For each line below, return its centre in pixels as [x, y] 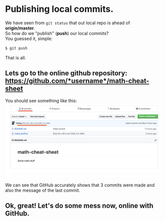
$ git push [16, 48]
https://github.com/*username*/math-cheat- [77, 81]
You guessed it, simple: [29, 39]
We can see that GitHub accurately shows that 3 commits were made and [80, 185]
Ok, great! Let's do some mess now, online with [79, 206]
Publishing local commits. [59, 9]
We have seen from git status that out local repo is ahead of [67, 23]
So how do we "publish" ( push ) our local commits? [57, 33]
